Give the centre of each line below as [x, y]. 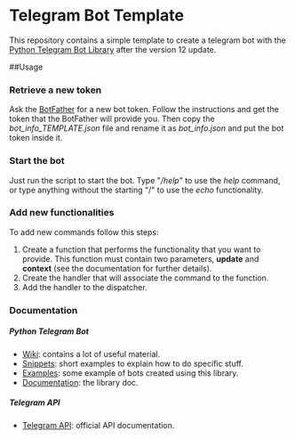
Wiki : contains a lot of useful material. [91, 354]
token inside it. [36, 138]
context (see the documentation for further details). [117, 268]
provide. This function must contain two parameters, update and [140, 258]
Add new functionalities [62, 213]
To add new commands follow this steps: [84, 232]
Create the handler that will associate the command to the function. [145, 278]
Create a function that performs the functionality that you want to [141, 249]
